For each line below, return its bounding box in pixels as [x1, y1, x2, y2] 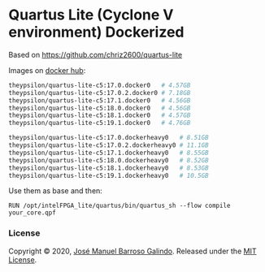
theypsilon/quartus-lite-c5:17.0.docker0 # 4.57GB [8, 81, 191, 89]
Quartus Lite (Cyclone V [8, 6, 174, 24]
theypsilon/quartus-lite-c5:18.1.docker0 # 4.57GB [8, 111, 191, 119]
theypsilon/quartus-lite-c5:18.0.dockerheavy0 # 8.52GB [8, 156, 209, 164]
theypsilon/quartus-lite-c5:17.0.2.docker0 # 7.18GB [8, 89, 191, 97]
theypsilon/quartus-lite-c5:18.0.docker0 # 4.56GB [8, 104, 191, 112]
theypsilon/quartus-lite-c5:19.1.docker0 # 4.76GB [8, 119, 191, 127]
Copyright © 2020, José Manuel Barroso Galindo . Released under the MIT [8, 246, 257, 256]
